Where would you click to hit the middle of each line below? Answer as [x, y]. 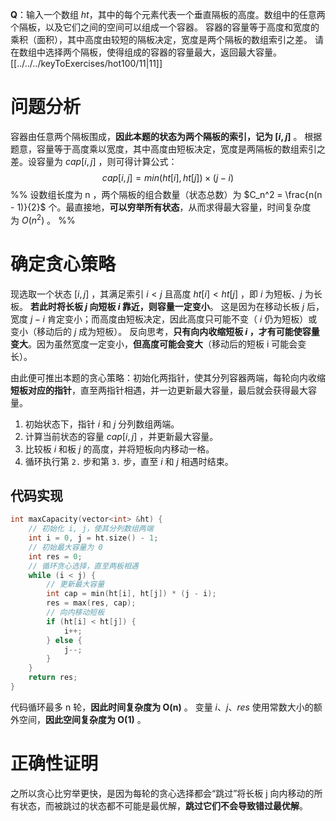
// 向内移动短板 [75, 613]
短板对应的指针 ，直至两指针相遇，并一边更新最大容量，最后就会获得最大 [159, 390]
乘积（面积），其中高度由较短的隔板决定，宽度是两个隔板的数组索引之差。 [161, 39]
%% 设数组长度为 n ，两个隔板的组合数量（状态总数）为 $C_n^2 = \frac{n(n [166, 194]
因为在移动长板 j [271, 306]
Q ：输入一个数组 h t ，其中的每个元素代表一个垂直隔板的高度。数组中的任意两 [168, 14]
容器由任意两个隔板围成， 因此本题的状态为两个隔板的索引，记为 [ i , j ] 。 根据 [166, 136]
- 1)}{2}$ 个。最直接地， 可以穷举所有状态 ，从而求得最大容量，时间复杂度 [161, 207]
